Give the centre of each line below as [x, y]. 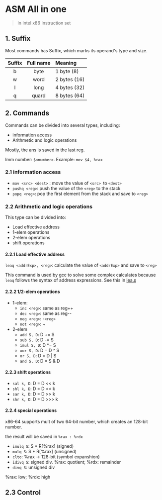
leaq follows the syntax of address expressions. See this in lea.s [71, 280]
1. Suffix [18, 39]
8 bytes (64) [70, 96]
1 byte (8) [67, 71]
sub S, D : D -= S [37, 340]
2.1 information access [33, 172]
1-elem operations [31, 232]
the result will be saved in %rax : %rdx [44, 436]
